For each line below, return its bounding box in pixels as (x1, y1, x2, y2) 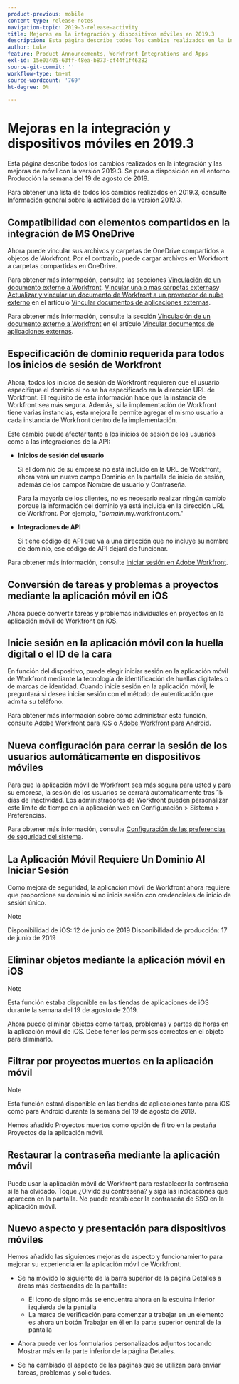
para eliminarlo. (7, 1034, 53, 1043)
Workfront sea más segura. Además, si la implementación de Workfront (7, 400, 217, 409)
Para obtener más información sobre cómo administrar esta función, (7, 711, 208, 720)
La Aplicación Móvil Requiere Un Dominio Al (7, 853, 206, 865)
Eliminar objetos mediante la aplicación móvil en (7, 954, 225, 967)
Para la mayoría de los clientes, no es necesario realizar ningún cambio (17, 494, 226, 502)
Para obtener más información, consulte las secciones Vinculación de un (7, 275, 221, 284)
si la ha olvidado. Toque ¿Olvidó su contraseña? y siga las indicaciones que (7, 1186, 228, 1195)
